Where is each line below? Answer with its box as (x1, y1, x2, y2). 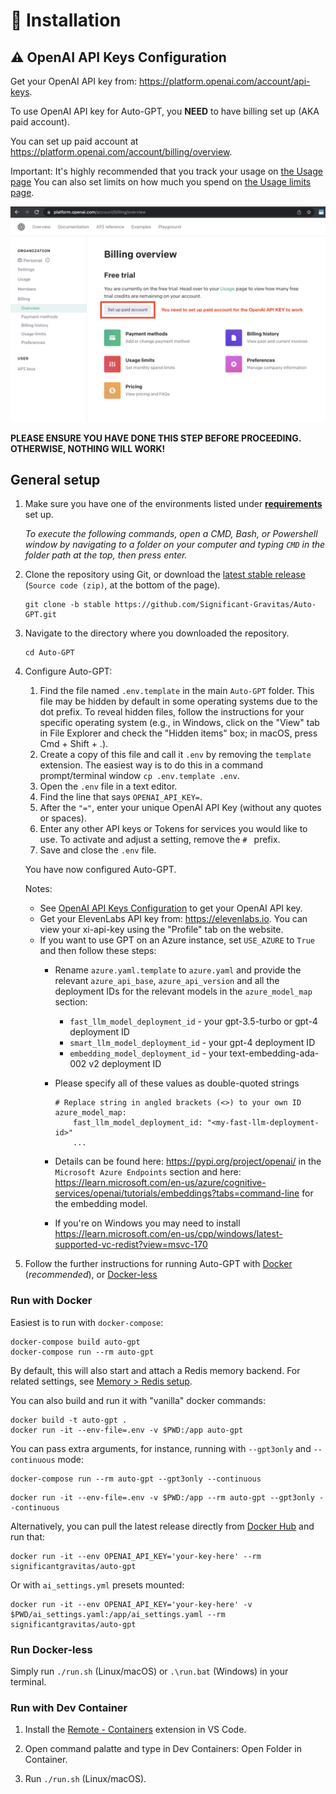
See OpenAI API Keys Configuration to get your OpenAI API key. (39, 902, 303, 914)
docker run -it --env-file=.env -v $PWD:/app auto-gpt (10, 1425, 244, 1435)
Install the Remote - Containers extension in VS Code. (24, 1724, 247, 1736)
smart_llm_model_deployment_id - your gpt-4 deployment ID (69, 1037, 316, 1049)
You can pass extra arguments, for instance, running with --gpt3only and (10, 1442, 312, 1454)
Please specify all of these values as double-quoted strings (54, 1077, 300, 1089)
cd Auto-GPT (24, 648, 75, 658)
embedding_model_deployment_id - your (69, 1047, 228, 1059)
